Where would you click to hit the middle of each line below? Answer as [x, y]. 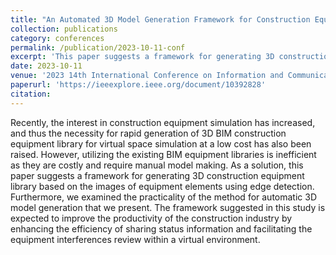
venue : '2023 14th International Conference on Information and [147, 76]
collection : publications [64, 29]
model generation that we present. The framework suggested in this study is [168, 207]
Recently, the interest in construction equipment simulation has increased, [163, 122]
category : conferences [57, 38]
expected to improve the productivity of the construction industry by [151, 218]
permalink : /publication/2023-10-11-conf [98, 47]
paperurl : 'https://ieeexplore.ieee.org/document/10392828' [138, 85]
